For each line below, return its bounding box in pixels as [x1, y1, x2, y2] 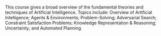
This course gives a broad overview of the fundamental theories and [5, 4, 144, 10]
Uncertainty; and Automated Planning [5, 25, 81, 31]
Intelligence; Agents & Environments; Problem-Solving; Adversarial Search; [5, 15, 157, 20]
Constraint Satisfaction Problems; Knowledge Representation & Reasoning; [5, 20, 157, 26]
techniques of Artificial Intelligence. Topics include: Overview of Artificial [5, 9, 152, 15]
